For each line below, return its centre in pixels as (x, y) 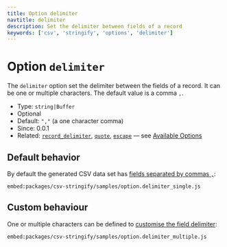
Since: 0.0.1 (33, 129)
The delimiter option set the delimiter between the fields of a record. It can (114, 86)
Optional (29, 114)
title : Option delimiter (43, 13)
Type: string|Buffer (46, 107)
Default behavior (44, 157)
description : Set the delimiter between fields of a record (95, 26)
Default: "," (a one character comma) (70, 121)
